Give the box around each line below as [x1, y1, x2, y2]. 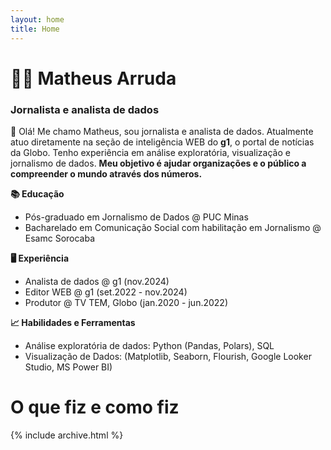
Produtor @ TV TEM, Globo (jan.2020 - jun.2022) [24, 296, 229, 308]
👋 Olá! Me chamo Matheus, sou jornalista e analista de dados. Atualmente [10, 125, 314, 137]
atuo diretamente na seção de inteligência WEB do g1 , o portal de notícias [10, 136, 315, 148]
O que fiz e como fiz [10, 396, 180, 419]
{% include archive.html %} [10, 429, 124, 441]
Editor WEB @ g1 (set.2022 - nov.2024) [24, 286, 188, 298]
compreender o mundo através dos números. [10, 167, 203, 180]
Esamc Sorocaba [24, 232, 96, 244]
